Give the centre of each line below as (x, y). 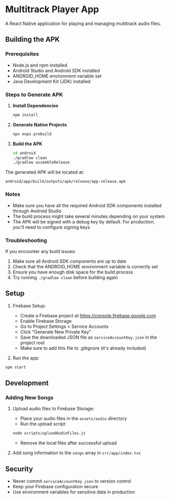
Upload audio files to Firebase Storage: (54, 409)
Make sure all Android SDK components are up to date (70, 261)
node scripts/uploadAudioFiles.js (49, 433)
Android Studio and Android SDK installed (56, 70)
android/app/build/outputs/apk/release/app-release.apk (65, 182)
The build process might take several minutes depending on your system (89, 216)
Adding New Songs (29, 397)
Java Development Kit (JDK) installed (52, 81)
